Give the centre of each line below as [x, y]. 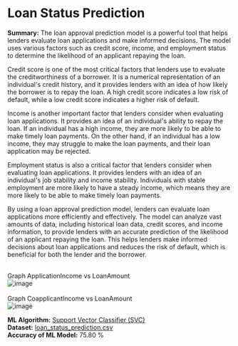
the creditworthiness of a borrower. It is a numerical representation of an [114, 77]
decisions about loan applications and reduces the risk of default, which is [117, 246]
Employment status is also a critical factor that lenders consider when [110, 164]
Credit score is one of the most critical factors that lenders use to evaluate [117, 69]
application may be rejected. [49, 151]
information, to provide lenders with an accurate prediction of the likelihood [118, 231]
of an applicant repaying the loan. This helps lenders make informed [108, 239]
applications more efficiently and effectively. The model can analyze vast [115, 216]
